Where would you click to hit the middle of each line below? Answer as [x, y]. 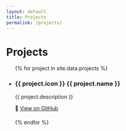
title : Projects [26, 17]
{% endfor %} [32, 122]
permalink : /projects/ [34, 23]
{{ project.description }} [44, 97]
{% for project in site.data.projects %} [61, 68]
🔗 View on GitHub [36, 108]
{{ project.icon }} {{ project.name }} [67, 84]
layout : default [26, 12]
